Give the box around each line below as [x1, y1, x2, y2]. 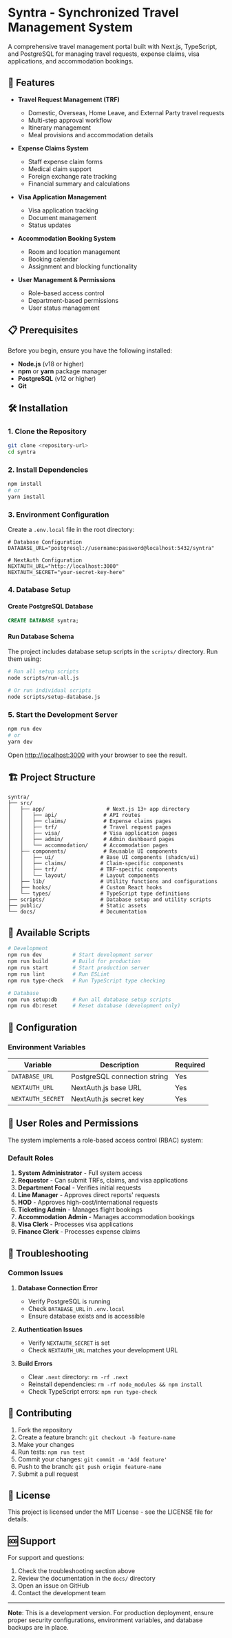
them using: [8, 655, 42, 663]
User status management [28, 304, 101, 312]
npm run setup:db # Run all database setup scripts [8, 996, 171, 1003]
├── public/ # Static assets [8, 902, 147, 909]
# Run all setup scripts [8, 668, 79, 675]
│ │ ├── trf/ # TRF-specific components [8, 866, 178, 873]
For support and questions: [8, 1554, 85, 1562]
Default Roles [8, 1153, 54, 1163]
